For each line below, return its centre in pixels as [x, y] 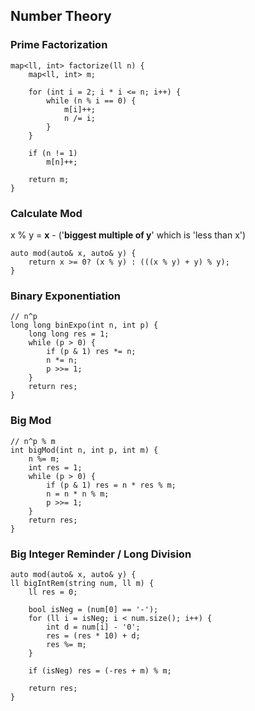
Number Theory [61, 16]
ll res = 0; [53, 592]
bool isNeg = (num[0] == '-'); [93, 609]
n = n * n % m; [78, 494]
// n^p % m [33, 441]
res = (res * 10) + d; [93, 635]
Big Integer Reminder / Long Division [101, 554]
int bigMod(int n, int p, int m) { [84, 450]
